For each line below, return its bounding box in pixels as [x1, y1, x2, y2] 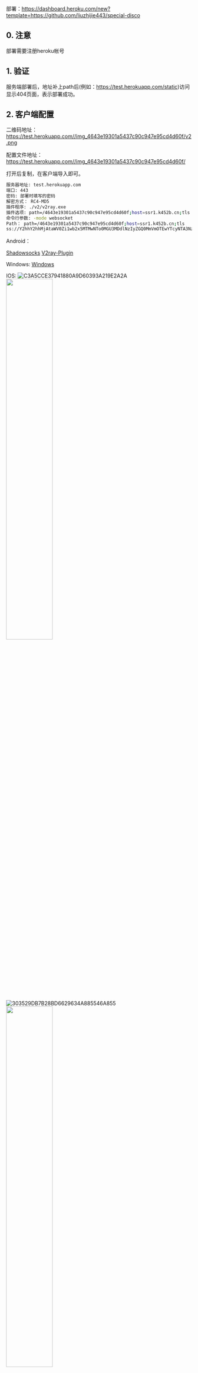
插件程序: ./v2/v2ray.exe [6, 204, 67, 210]
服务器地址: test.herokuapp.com [6, 182, 81, 188]
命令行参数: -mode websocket [6, 215, 74, 221]
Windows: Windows [6, 261, 55, 268]
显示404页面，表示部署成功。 [6, 91, 78, 98]
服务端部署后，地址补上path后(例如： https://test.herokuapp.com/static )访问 [6, 83, 190, 90]
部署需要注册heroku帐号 [6, 47, 65, 54]
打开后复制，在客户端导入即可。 [6, 170, 84, 178]
